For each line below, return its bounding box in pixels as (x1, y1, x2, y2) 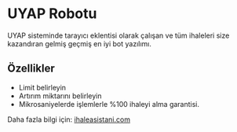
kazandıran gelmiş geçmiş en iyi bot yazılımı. (7, 38, 152, 48)
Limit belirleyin (18, 82, 67, 92)
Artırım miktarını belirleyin (18, 91, 102, 101)
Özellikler (7, 62, 56, 75)
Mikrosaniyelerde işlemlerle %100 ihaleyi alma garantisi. (18, 99, 200, 108)
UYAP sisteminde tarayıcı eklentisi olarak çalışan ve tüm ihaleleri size (7, 31, 230, 40)
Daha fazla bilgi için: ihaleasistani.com (7, 115, 131, 124)
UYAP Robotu (7, 5, 97, 23)
